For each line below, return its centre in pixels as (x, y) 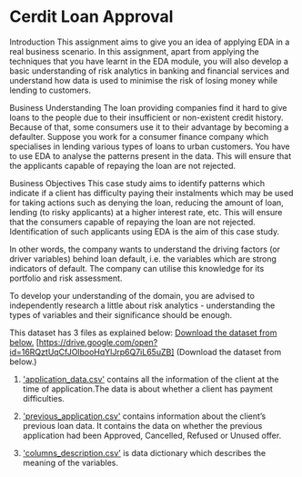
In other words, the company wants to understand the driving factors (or (145, 249)
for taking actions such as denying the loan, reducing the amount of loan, (146, 203)
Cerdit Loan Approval (91, 17)
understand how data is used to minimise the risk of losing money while (144, 80)
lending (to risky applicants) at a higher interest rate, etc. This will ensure (146, 212)
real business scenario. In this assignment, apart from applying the (134, 51)
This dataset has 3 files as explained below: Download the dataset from (143, 333)
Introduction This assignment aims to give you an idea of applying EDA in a (150, 42)
